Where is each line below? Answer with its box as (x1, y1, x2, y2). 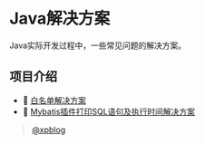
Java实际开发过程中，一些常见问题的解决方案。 (9, 40, 187, 51)
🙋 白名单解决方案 (22, 94, 86, 105)
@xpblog (31, 124, 66, 135)
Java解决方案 (9, 8, 111, 29)
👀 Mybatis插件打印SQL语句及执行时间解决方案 (22, 106, 196, 117)
